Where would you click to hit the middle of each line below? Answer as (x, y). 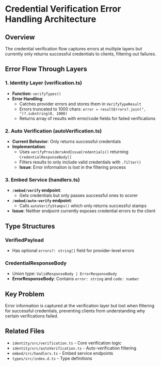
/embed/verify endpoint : (37, 191)
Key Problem (25, 294)
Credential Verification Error (63, 9)
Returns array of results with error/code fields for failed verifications (87, 118)
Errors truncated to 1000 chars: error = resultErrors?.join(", (83, 109)
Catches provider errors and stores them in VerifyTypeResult (80, 104)
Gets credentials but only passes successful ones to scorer (79, 195)
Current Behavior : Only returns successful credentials (66, 141)
